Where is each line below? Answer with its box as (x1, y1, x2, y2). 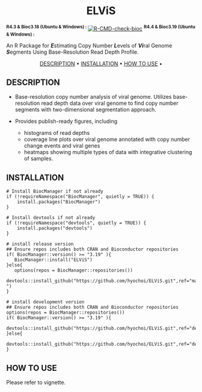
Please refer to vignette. (6, 379, 66, 386)
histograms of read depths (23, 129, 90, 137)
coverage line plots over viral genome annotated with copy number (23, 135, 191, 143)
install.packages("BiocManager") (17, 199, 101, 205)
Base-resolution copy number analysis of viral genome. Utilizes (14, 93, 173, 101)
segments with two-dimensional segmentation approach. (14, 106, 156, 113)
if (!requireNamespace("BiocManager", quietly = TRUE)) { (6, 194, 155, 200)
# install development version (6, 299, 85, 305)
